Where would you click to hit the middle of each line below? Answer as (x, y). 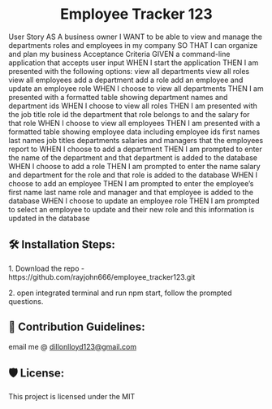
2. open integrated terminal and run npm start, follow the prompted (121, 293)
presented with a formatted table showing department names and (118, 97)
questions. (26, 301)
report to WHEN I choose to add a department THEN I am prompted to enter (135, 149)
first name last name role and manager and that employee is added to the (131, 192)
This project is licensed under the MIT (72, 397)
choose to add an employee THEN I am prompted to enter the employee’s (131, 183)
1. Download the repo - (47, 268)
